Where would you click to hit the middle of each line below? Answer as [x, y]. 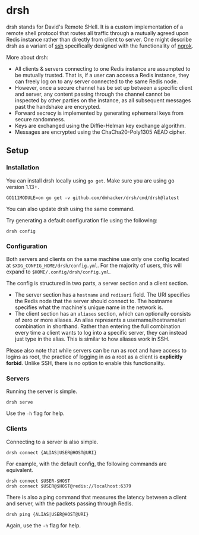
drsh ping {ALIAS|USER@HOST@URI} [48, 514]
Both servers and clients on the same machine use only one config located [97, 259]
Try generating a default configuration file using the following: [82, 220]
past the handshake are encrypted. [58, 106]
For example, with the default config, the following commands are [87, 464]
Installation [23, 168]
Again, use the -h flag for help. [44, 525]
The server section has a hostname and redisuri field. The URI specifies [102, 294]
